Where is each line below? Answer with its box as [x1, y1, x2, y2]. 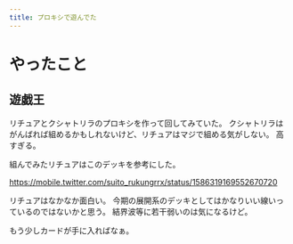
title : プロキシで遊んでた [9, 12, 97, 22]
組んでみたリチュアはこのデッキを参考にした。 [9, 159, 181, 169]
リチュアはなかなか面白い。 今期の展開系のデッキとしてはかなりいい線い [9, 195, 276, 206]
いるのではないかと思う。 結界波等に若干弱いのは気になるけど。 [16, 206, 253, 216]
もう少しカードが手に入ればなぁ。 [9, 224, 134, 236]
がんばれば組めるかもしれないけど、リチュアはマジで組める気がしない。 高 [9, 128, 284, 139]
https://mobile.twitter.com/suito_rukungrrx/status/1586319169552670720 [9, 176, 278, 187]
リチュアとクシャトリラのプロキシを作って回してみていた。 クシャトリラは [9, 118, 284, 128]
